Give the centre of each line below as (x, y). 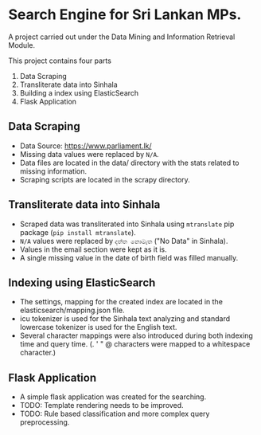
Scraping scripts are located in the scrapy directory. (105, 179)
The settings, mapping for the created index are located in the (121, 302)
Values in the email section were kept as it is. (93, 249)
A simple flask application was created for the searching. (113, 397)
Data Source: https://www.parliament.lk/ (86, 146)
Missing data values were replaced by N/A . (89, 154)
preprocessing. (45, 422)
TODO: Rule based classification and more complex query (115, 414)
